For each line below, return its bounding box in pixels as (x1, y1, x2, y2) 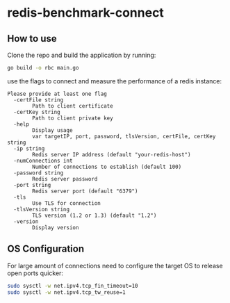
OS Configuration (7, 243, 85, 255)
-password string (13, 169, 64, 177)
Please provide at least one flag (7, 90, 108, 97)
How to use (7, 33, 57, 44)
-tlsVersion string (13, 206, 70, 213)
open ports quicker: (7, 269, 64, 277)
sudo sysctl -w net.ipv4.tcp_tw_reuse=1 (7, 288, 126, 296)
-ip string (13, 145, 45, 152)
